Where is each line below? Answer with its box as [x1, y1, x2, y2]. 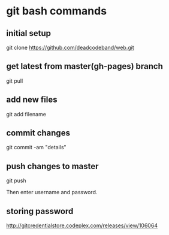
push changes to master [6, 161, 99, 171]
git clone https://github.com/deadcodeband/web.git [6, 44, 135, 51]
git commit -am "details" [6, 144, 67, 151]
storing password [6, 206, 74, 216]
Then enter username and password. [6, 189, 98, 196]
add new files [6, 95, 58, 105]
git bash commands [6, 4, 107, 18]
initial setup [6, 28, 51, 38]
